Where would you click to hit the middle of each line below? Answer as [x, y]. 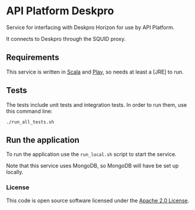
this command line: [29, 111]
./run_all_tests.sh [30, 122]
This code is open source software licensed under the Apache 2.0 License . [98, 201]
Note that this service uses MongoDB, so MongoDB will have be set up [92, 166]
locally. [15, 172]
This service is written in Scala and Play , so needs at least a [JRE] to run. [95, 72]
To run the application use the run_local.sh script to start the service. [91, 154]
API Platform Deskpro [60, 11]
